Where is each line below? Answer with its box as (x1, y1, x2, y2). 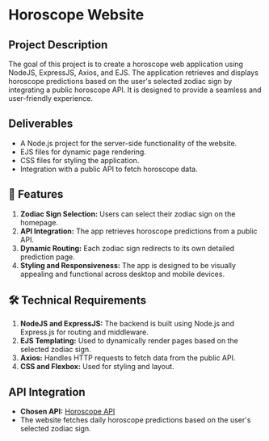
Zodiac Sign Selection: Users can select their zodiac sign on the (19, 208, 236, 219)
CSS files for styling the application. (19, 155, 140, 165)
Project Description (8, 38, 108, 52)
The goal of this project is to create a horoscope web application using (8, 59, 244, 69)
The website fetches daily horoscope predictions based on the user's (19, 415, 251, 425)
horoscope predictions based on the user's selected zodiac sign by (8, 77, 233, 86)
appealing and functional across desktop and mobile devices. (19, 269, 225, 279)
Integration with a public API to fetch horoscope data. (19, 164, 198, 174)
